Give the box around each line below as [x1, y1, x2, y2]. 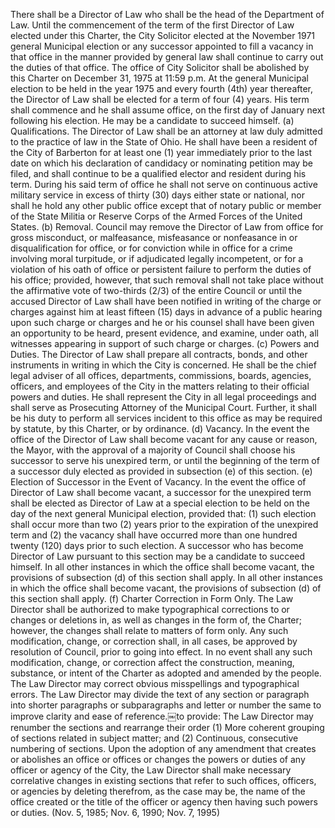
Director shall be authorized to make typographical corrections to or [10, 604, 290, 615]
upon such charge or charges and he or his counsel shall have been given [10, 317, 315, 328]
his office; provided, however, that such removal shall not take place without [10, 274, 324, 286]
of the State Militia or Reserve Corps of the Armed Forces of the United [10, 210, 303, 222]
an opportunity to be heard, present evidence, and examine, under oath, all [10, 327, 319, 339]
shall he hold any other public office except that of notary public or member [10, 200, 322, 211]
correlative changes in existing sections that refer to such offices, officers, [10, 775, 317, 786]
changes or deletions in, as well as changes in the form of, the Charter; [10, 614, 302, 626]
